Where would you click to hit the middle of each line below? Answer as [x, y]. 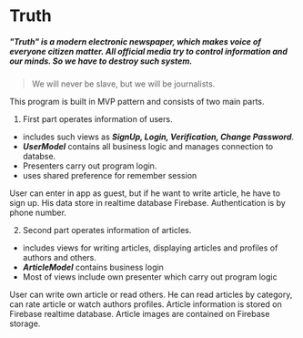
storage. [25, 323]
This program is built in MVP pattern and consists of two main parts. [137, 102]
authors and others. [60, 258]
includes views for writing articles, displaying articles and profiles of [150, 248]
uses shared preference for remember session [110, 176]
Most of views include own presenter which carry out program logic [150, 277]
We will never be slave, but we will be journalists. [123, 84]
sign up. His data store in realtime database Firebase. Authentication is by [148, 203]
